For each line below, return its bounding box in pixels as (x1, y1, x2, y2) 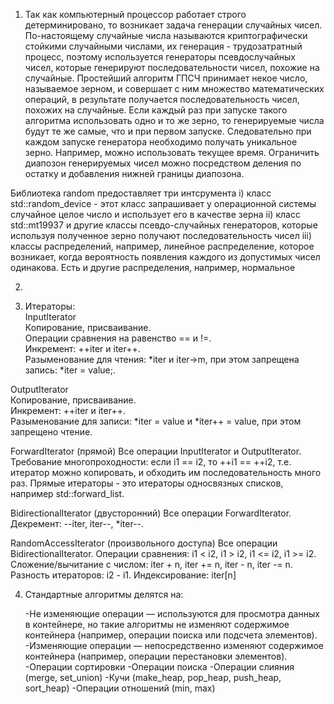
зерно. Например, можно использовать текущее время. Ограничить (24, 147, 320, 158)
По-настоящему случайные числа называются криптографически (24, 30, 308, 41)
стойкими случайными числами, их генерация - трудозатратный (24, 40, 303, 52)
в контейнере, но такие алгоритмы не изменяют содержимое (24, 619, 290, 630)
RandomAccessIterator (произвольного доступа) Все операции (10, 537, 278, 549)
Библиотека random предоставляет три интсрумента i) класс (10, 187, 272, 199)
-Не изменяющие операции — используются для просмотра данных (24, 608, 320, 619)
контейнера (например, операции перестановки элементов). (24, 650, 288, 662)
